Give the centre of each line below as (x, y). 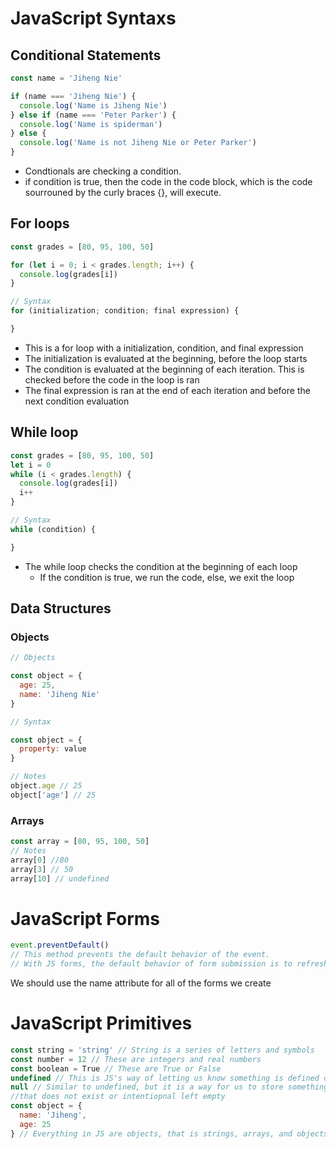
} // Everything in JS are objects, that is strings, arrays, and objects (169, 1133)
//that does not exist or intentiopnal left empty (118, 1097)
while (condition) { (53, 529)
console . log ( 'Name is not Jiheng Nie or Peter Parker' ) (138, 143)
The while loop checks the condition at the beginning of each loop (161, 566)
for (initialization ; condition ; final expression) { (125, 311)
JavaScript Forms (85, 918)
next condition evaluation (77, 401)
